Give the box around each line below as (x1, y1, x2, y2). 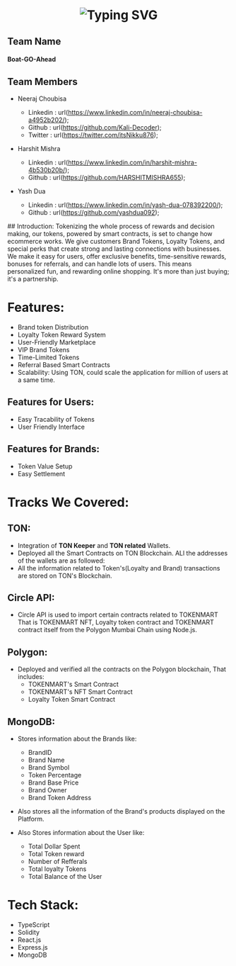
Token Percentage (28, 770, 82, 779)
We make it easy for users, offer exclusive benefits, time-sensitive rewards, (7, 252, 227, 260)
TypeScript (17, 920, 50, 928)
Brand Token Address (28, 793, 92, 802)
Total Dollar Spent (28, 842, 81, 850)
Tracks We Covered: (7, 494, 129, 510)
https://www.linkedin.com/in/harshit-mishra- (68, 158, 198, 167)
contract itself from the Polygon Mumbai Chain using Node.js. (17, 626, 198, 634)
